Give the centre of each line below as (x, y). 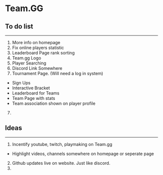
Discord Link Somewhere (37, 68)
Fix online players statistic (38, 48)
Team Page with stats (33, 98)
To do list (19, 26)
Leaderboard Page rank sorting (43, 53)
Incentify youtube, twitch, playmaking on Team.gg (62, 144)
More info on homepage (36, 42)
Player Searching (29, 63)
